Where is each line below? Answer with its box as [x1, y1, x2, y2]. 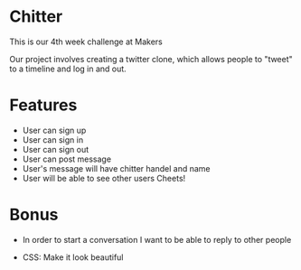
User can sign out [22, 144, 89, 154]
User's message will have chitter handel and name [22, 163, 211, 173]
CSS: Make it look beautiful [22, 251, 124, 263]
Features [9, 95, 78, 116]
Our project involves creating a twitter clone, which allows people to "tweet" [9, 53, 294, 64]
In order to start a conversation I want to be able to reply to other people [22, 234, 292, 245]
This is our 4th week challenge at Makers [9, 36, 163, 47]
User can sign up [22, 125, 87, 135]
